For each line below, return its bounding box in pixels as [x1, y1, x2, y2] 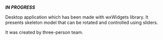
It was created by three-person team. [5, 29, 84, 35]
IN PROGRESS [5, 5, 36, 10]
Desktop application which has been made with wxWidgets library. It [5, 14, 149, 20]
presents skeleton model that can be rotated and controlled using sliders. [5, 20, 158, 25]
